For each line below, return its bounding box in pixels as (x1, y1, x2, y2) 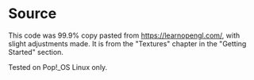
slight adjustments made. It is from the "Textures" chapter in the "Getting (8, 38, 247, 48)
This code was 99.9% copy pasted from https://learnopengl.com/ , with (8, 31, 241, 40)
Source (8, 5, 57, 23)
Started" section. (8, 47, 63, 56)
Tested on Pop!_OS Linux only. (8, 62, 108, 71)
